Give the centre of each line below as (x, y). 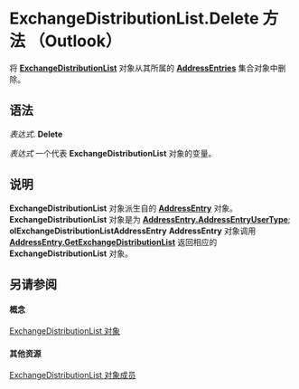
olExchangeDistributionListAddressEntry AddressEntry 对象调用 (133, 231)
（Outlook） (75, 41)
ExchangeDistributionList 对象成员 (73, 375)
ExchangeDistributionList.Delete (134, 19)
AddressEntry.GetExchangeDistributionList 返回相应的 (113, 242)
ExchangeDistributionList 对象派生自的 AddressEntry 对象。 (123, 208)
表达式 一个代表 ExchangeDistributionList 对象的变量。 (113, 153)
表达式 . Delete (36, 134)
